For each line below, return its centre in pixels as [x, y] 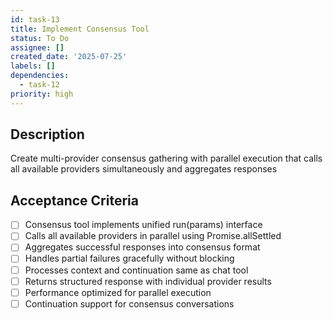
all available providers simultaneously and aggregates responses [144, 169]
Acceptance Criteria [74, 200]
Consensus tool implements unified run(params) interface [143, 225]
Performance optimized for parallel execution [118, 292]
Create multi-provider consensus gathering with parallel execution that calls [166, 158]
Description [47, 134]
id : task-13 [35, 19]
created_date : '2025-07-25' [69, 57]
